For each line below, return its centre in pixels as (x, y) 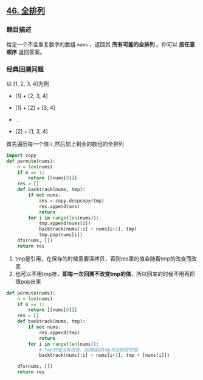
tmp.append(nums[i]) (65, 224)
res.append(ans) (59, 206)
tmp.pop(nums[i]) (61, 235)
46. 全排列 (26, 11)
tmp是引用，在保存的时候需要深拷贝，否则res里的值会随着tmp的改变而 (103, 259)
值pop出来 (28, 281)
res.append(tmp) (59, 332)
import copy (21, 155)
